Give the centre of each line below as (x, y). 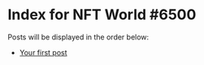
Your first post (43, 52)
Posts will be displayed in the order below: (78, 37)
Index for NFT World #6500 (102, 15)
